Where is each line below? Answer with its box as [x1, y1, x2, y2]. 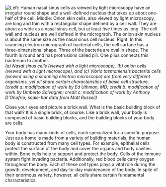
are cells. [5, 120, 24, 126]
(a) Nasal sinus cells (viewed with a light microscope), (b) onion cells [5, 63, 147, 69]
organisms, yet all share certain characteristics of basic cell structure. [5, 79, 149, 85]
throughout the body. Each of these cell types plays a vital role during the [5, 162, 156, 167]
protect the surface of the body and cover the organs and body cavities [5, 146, 152, 151]
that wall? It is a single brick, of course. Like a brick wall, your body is [5, 109, 147, 115]
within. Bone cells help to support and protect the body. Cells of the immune [5, 151, 162, 157]
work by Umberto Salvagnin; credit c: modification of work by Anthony [5, 90, 150, 95]
